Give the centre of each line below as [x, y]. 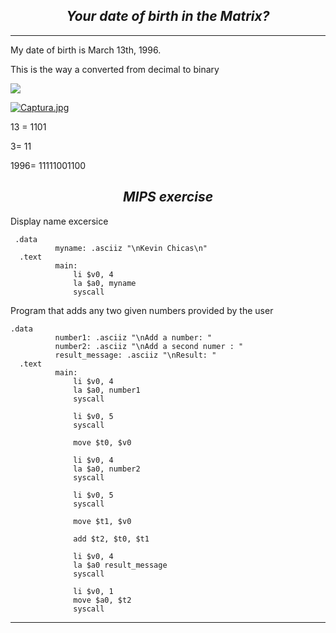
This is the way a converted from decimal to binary [115, 69]
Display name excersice [59, 221]
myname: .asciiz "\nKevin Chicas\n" [131, 248]
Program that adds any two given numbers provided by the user [142, 310]
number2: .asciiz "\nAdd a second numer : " [149, 346]
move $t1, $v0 [102, 521]
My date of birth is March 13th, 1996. [86, 50]
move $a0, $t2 [102, 600]
